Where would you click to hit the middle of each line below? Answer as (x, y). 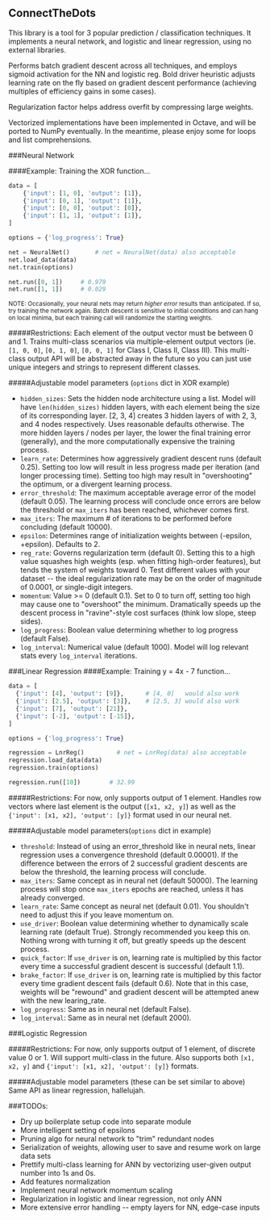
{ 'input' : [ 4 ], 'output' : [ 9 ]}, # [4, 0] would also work (128, 694)
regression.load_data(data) (56, 760)
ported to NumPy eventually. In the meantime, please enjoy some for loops (132, 131)
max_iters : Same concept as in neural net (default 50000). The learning (139, 880)
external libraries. (37, 50)
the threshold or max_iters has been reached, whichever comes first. (135, 510)
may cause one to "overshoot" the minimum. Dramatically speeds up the (140, 604)
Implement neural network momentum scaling (96, 1190)
